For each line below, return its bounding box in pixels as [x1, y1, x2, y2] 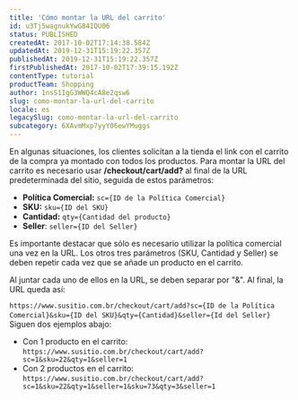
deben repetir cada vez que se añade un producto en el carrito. [9, 257, 244, 267]
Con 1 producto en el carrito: [22, 336, 128, 346]
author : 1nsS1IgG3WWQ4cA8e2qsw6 [9, 88, 130, 97]
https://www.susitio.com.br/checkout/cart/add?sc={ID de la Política [9, 301, 276, 310]
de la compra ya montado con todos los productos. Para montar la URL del [9, 156, 285, 166]
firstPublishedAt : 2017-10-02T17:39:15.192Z [9, 64, 179, 73]
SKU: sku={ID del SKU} [22, 202, 110, 212]
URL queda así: [9, 284, 66, 294]
